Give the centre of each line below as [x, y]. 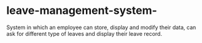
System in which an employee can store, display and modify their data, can [101, 27]
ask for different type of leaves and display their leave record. [84, 33]
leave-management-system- [82, 11]
